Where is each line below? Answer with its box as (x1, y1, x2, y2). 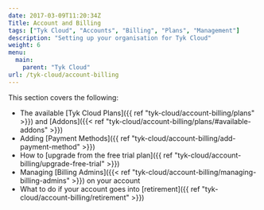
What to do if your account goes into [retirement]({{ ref (19, 184, 200, 193)
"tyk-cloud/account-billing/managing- (132, 167, 257, 177)
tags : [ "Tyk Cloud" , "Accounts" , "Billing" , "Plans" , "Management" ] (8, 26, 240, 34)
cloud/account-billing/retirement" (19, 192, 130, 202)
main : (15, 56, 34, 64)
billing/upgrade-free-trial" (19, 158, 105, 168)
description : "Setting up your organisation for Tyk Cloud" (8, 33, 212, 42)
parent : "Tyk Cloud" (22, 64, 91, 72)
